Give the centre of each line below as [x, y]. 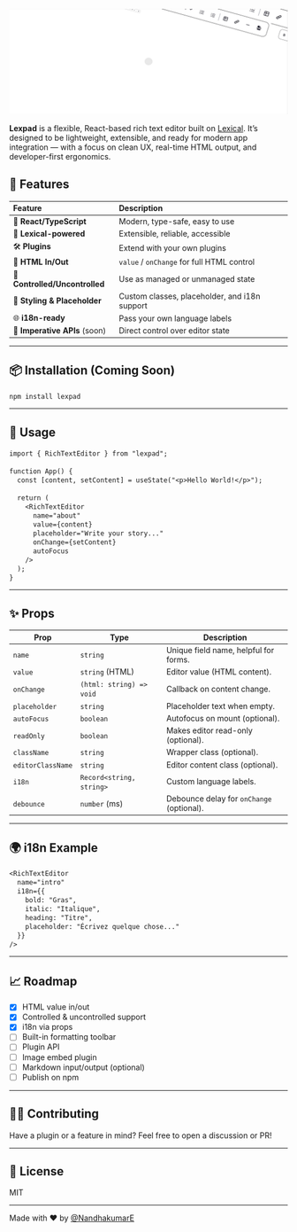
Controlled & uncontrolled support [84, 1017]
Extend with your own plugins [173, 247]
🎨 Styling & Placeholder [57, 300]
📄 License [37, 1171]
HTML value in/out [56, 1007]
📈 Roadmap [43, 981]
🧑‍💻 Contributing [54, 1114]
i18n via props [47, 1027]
